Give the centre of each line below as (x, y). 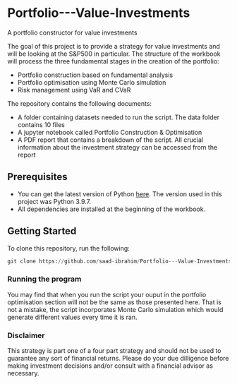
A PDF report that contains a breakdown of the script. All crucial (110, 140)
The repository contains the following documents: (80, 103)
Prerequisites (37, 177)
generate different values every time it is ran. (72, 317)
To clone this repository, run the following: (69, 248)
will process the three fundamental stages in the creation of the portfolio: (114, 61)
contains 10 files (41, 124)
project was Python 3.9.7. (54, 201)
